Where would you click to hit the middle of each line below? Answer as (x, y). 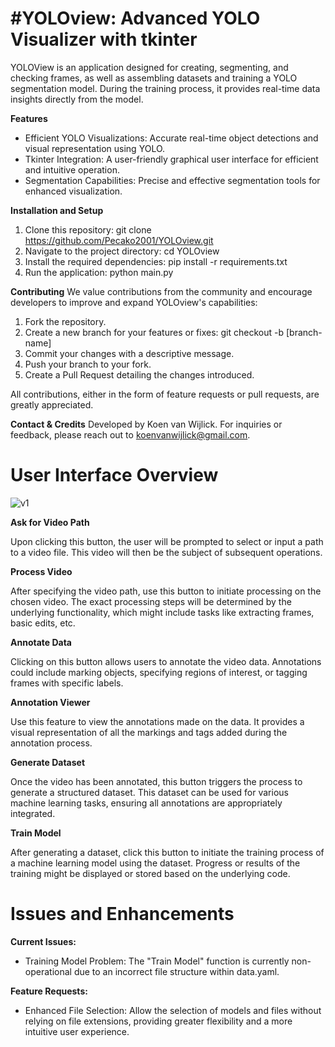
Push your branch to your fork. (88, 364)
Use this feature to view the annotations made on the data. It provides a (157, 721)
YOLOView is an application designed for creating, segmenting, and (149, 67)
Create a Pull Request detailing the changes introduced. (139, 374)
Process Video (41, 571)
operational (48, 971)
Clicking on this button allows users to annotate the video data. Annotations (166, 661)
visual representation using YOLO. (95, 148)
